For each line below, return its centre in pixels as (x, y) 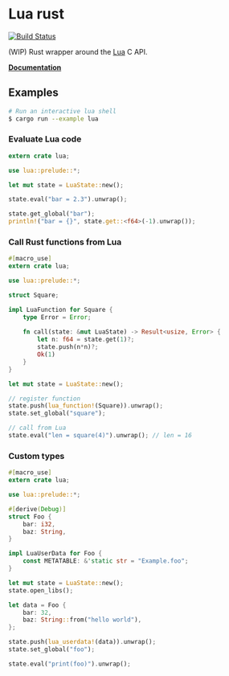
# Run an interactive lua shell (62, 111)
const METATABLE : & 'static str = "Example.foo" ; (106, 561)
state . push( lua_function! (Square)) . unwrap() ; (86, 406)
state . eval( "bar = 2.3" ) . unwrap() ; (68, 199)
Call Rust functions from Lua (65, 242)
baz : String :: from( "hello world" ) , (82, 620)
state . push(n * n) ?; (68, 347)
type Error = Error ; (57, 317)
